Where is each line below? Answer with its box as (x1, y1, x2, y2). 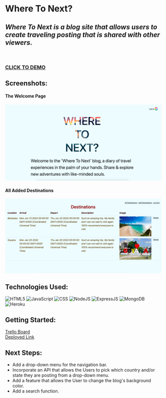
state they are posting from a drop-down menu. (12, 372, 110, 378)
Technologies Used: (5, 283, 68, 291)
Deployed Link (5, 334, 35, 340)
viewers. (5, 38, 33, 47)
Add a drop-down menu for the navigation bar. (12, 361, 108, 368)
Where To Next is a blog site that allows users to (5, 23, 158, 31)
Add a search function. (12, 388, 59, 394)
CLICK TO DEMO (5, 64, 46, 71)
